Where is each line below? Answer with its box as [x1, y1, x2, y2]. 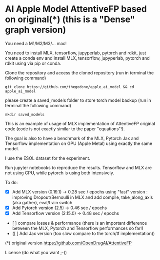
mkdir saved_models [5, 112, 45, 117]
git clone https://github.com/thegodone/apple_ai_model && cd [5, 84, 134, 89]
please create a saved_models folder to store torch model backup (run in [5, 97, 151, 103]
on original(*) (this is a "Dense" [5, 14, 135, 25]
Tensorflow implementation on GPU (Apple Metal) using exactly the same [5, 141, 153, 146]
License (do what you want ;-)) [5, 250, 67, 256]
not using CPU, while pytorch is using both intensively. [5, 170, 115, 176]
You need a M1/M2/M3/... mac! [5, 40, 67, 46]
